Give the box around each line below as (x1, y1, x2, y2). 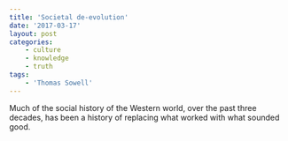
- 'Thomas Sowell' (25, 78, 93, 87)
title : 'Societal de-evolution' (9, 12, 128, 22)
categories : (9, 37, 53, 47)
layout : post (9, 29, 58, 38)
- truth (25, 63, 53, 71)
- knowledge (25, 54, 69, 63)
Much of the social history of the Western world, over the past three (9, 102, 257, 113)
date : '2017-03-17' (9, 21, 82, 30)
